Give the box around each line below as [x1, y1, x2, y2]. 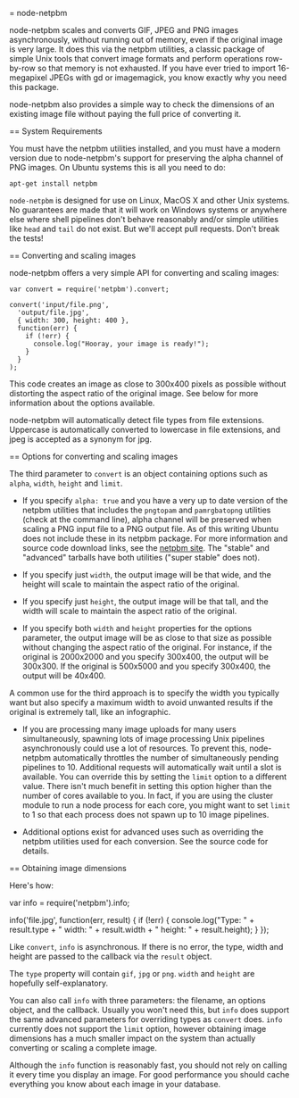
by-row [9, 62, 36, 73]
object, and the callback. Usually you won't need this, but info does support [9, 1004, 290, 1015]
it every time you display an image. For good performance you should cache [9, 1069, 290, 1079]
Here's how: [9, 880, 54, 891]
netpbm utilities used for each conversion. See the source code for [21, 836, 269, 846]
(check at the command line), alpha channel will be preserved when [21, 514, 272, 525]
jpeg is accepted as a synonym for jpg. [9, 434, 153, 445]
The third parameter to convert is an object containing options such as [9, 469, 268, 478]
